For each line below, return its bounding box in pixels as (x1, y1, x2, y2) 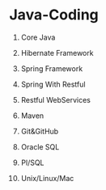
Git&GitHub (20, 126, 59, 136)
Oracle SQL (20, 141, 60, 151)
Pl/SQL (20, 158, 45, 167)
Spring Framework (20, 63, 83, 74)
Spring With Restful (20, 79, 86, 89)
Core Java (20, 32, 56, 42)
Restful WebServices (20, 95, 91, 104)
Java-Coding (9, 6, 100, 24)
